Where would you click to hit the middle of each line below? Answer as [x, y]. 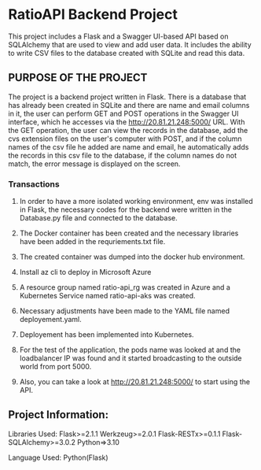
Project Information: [58, 415]
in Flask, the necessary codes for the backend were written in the [125, 209]
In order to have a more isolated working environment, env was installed [136, 202]
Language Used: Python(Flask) [58, 457]
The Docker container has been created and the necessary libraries [129, 233]
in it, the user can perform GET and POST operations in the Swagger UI [123, 113]
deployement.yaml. [51, 320]
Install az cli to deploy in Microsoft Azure [85, 272]
